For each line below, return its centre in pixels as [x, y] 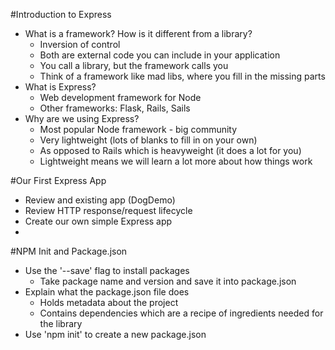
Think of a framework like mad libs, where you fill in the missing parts [182, 76]
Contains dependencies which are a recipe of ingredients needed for [181, 313]
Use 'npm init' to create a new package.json [115, 334]
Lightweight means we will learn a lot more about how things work [176, 161]
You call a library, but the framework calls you [134, 65]
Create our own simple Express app [98, 221]
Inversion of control [80, 44]
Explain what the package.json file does [107, 292]
